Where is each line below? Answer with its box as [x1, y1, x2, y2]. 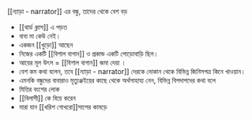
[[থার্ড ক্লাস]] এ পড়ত [18, 23, 68, 32]
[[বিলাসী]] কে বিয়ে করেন [18, 94, 76, 102]
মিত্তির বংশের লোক [18, 84, 60, 94]
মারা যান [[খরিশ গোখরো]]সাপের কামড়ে [18, 102, 107, 111]
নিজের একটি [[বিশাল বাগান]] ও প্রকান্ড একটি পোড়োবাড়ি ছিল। [18, 49, 159, 58]
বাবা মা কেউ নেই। [18, 32, 61, 40]
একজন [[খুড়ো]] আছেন [18, 40, 73, 50]
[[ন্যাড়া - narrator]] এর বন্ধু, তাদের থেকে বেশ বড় [7, 7, 128, 16]
